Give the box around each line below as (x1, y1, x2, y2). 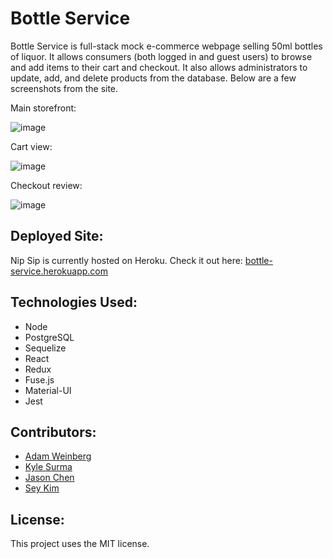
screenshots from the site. (10, 82, 119, 94)
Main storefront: (10, 102, 77, 114)
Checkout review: (10, 179, 83, 191)
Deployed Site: (10, 228, 104, 245)
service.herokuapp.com (10, 265, 109, 277)
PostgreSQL (24, 331, 75, 343)
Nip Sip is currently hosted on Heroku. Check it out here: (10, 254, 243, 266)
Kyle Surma (24, 461, 73, 473)
